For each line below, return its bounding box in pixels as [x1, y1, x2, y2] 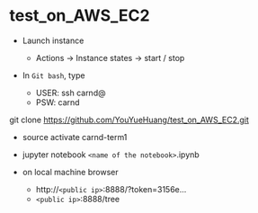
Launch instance [22, 35, 85, 46]
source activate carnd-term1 [22, 131, 128, 142]
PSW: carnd [35, 96, 80, 108]
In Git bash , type [22, 69, 85, 81]
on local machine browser [22, 166, 119, 177]
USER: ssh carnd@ [35, 87, 106, 98]
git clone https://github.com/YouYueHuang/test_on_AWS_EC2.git [9, 114, 250, 125]
